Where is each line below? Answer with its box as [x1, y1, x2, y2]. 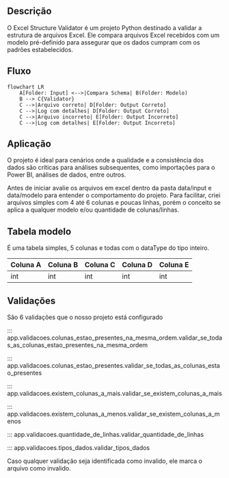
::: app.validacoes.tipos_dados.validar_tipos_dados [7, 444, 150, 452]
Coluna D [122, 260, 152, 270]
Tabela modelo [7, 225, 72, 237]
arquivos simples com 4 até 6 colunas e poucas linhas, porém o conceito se [7, 199, 221, 207]
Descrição [7, 5, 52, 17]
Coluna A [10, 260, 42, 270]
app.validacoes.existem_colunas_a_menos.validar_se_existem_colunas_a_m [7, 410, 220, 418]
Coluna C [84, 260, 116, 270]
